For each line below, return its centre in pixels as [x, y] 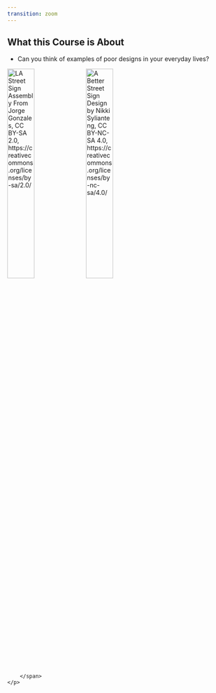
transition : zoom [33, 14]
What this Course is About [66, 42]
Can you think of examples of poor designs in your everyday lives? [113, 59]
